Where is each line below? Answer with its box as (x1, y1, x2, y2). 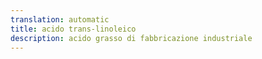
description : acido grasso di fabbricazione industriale (10, 33, 253, 43)
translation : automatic (10, 14, 110, 25)
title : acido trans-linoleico (10, 24, 137, 34)
